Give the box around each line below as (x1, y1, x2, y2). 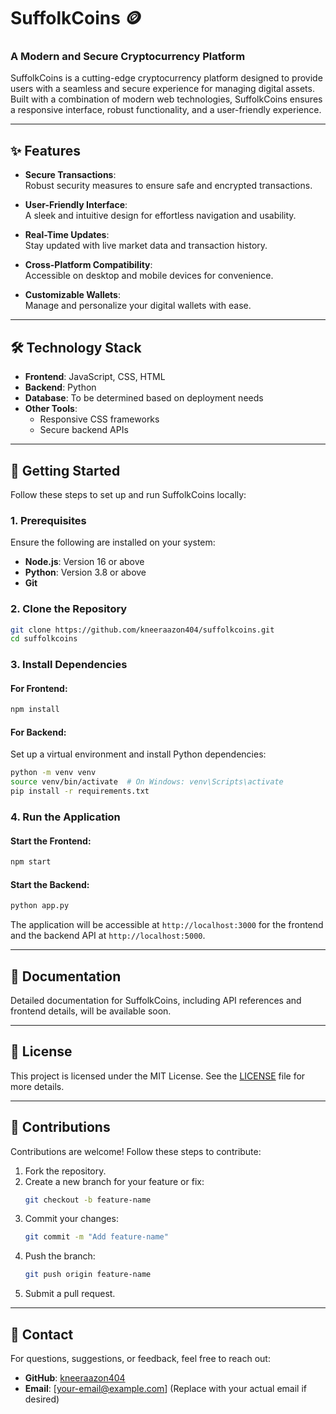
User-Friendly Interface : (24, 199, 128, 211)
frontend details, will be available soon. (10, 1005, 172, 1017)
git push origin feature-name (24, 1270, 152, 1280)
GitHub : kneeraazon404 (24, 1372, 126, 1384)
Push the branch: (24, 1250, 96, 1262)
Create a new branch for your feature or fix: (24, 1175, 205, 1187)
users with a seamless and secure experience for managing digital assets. (10, 83, 315, 95)
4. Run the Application (10, 810, 121, 824)
